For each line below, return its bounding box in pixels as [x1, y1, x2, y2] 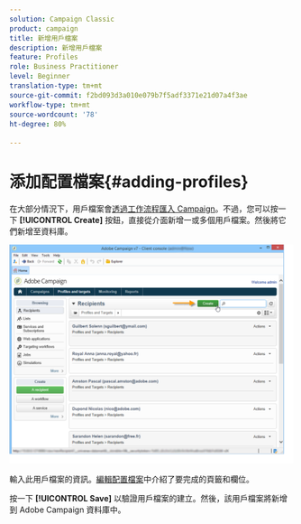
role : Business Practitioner [9, 62, 119, 71]
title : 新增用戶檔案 [9, 33, 78, 42]
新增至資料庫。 [16, 226, 73, 237]
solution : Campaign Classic [9, 14, 115, 23]
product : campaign [9, 23, 78, 33]
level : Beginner [9, 72, 70, 81]
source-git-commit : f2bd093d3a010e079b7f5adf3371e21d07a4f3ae [9, 90, 248, 99]
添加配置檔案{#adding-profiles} [9, 172, 250, 192]
